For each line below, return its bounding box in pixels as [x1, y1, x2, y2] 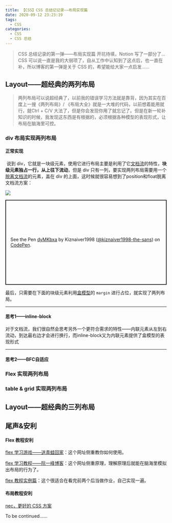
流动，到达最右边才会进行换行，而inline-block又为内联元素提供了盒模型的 [5, 332, 160, 338]
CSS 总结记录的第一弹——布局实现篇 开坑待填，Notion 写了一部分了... [17, 51, 165, 57]
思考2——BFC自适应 [5, 356, 49, 362]
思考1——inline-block [5, 313, 52, 319]
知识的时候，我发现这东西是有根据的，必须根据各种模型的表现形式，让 [17, 114, 166, 120]
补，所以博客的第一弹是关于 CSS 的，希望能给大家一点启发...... [17, 64, 150, 70]
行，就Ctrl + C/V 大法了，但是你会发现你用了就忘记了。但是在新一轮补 [17, 107, 166, 113]
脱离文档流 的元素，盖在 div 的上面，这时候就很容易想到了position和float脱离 [5, 173, 166, 179]
